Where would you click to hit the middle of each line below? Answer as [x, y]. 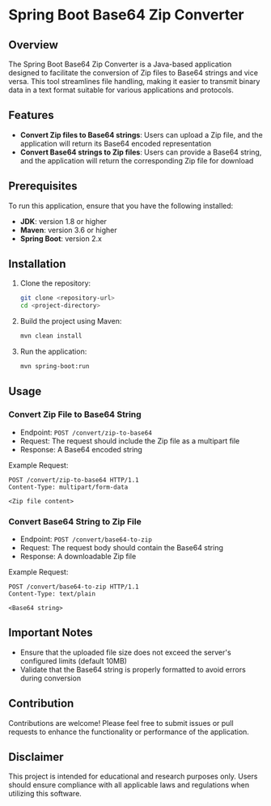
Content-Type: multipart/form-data [68, 487]
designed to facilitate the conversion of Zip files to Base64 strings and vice [133, 73]
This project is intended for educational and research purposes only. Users [133, 776]
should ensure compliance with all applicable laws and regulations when [129, 785]
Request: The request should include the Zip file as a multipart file [130, 441]
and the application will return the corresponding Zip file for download [137, 160]
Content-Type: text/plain [52, 594]
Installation [37, 264]
